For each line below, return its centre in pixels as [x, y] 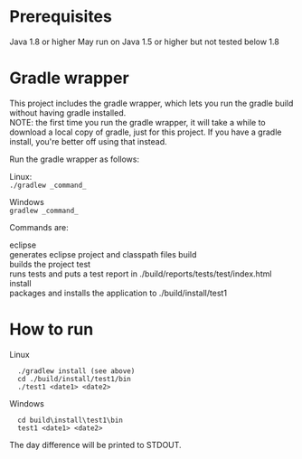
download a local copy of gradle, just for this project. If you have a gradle [146, 132]
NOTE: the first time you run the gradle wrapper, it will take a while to [137, 122]
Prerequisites [61, 17]
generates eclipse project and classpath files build [103, 254]
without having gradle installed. [68, 112]
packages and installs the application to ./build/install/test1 [118, 293]
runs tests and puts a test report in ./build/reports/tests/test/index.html [141, 274]
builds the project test [50, 264]
